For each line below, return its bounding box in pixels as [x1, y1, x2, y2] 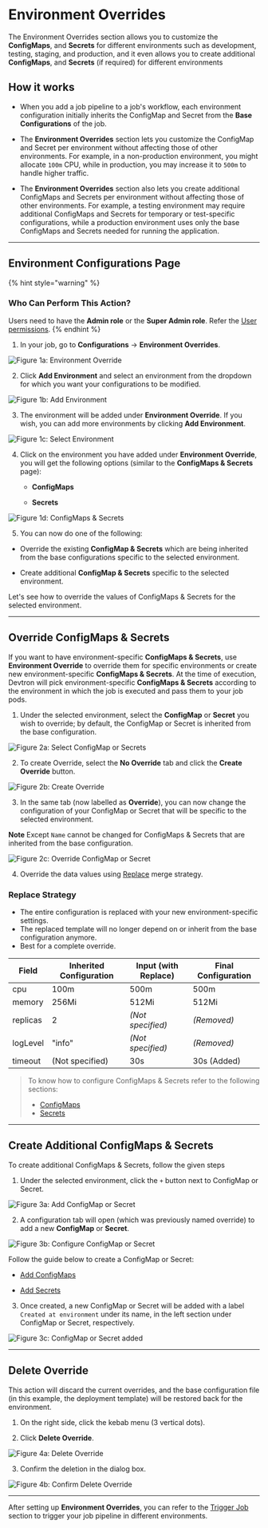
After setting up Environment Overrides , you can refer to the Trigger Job [8, 1502, 249, 1512]
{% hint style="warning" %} [8, 278, 100, 287]
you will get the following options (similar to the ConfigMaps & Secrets [19, 457, 254, 468]
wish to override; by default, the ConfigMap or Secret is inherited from [19, 718, 251, 728]
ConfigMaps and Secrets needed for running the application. [19, 226, 219, 236]
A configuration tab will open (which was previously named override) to [19, 1215, 255, 1225]
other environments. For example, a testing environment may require [19, 200, 246, 210]
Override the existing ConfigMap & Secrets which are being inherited [19, 544, 249, 553]
